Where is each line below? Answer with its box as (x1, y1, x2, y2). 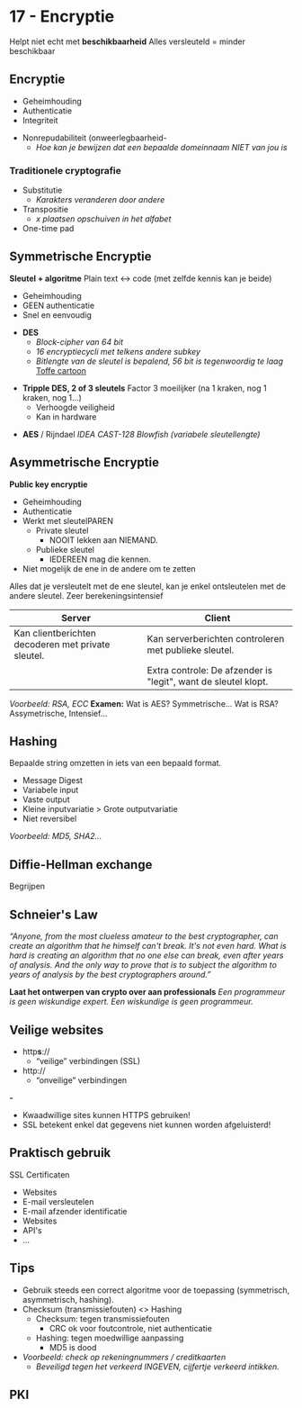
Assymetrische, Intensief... (9, 708, 108, 718)
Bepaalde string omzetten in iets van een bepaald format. (9, 758, 222, 769)
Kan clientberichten (13, 627, 97, 639)
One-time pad (22, 223, 75, 234)
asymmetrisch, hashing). (22, 1294, 114, 1304)
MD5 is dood (49, 1341, 97, 1352)
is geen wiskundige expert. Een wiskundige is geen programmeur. (9, 997, 253, 1007)
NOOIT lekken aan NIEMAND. (49, 534, 159, 546)
